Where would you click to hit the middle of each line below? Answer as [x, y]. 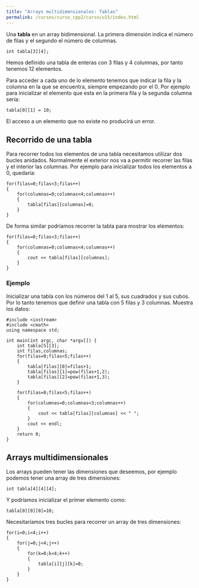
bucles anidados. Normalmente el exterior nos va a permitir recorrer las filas [99, 161]
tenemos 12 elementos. [34, 68]
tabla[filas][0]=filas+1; [60, 366]
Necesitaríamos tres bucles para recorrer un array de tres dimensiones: [94, 522]
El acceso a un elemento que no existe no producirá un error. [81, 121]
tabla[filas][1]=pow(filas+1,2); [69, 372]
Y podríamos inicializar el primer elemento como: [66, 500]
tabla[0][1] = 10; [29, 110]
